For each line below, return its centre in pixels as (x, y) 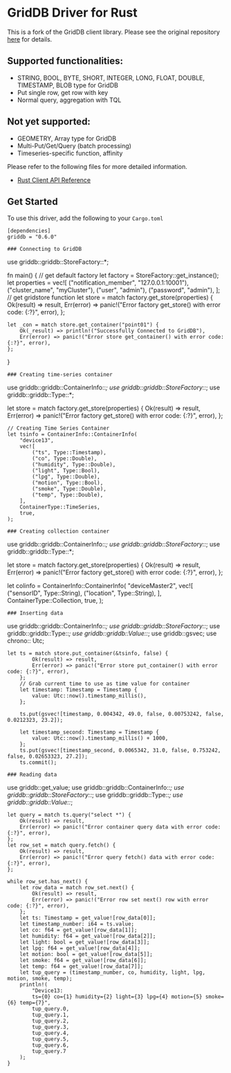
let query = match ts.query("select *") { (69, 815)
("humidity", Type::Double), (74, 465)
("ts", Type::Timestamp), (70, 453)
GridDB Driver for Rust (72, 13)
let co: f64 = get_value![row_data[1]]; (78, 930)
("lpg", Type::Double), (66, 477)
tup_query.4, (51, 1034)
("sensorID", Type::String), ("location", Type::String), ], (84, 593)
